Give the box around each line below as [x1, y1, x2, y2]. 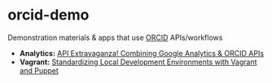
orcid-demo [7, 6, 90, 24]
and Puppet [19, 65, 59, 75]
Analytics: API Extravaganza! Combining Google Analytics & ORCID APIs [19, 48, 265, 58]
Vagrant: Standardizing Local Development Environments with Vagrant [19, 57, 257, 67]
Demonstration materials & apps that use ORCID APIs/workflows [7, 33, 223, 42]
